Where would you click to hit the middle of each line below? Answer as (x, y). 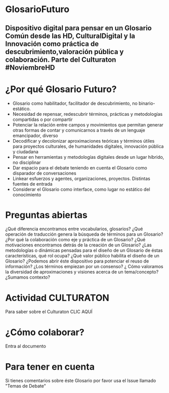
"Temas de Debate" (26, 386)
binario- (147, 103)
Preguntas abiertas (46, 215)
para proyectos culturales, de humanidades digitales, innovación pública (88, 146)
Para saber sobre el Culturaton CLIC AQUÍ (49, 312)
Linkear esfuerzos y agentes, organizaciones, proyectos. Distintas (81, 179)
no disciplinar (27, 162)
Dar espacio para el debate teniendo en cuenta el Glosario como (80, 167)
